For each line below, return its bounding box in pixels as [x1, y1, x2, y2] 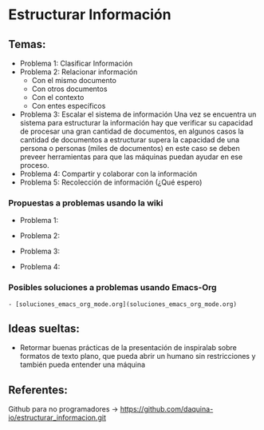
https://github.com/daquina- [120, 404, 214, 414]
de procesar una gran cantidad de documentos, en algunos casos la [19, 126, 245, 136]
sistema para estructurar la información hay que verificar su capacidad [19, 118, 254, 127]
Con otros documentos [31, 84, 108, 94]
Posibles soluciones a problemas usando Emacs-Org [8, 282, 217, 293]
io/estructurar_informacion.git [8, 413, 106, 423]
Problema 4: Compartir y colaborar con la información [19, 169, 198, 178]
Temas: [8, 38, 46, 51]
